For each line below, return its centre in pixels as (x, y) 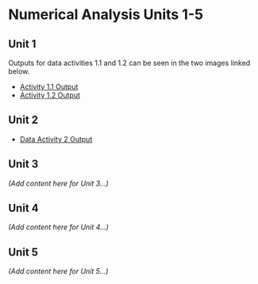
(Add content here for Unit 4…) (59, 227)
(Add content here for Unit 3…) (58, 183)
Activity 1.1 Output (49, 86)
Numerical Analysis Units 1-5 (106, 15)
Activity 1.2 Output (50, 95)
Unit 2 (23, 120)
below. (19, 71)
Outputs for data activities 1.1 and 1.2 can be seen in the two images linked (129, 63)
